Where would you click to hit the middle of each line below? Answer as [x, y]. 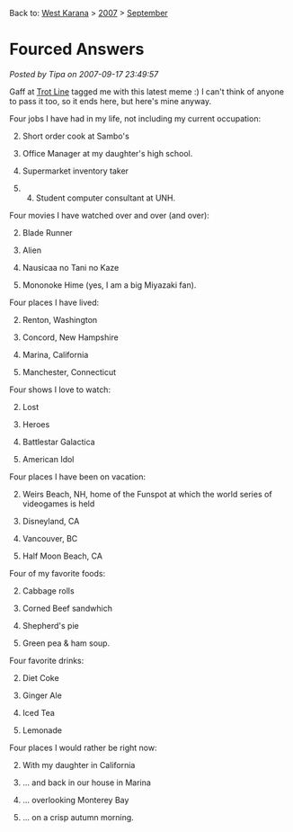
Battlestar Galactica [59, 442]
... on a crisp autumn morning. [78, 817]
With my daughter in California [79, 765]
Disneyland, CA [51, 521]
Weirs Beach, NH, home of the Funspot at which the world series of [147, 494]
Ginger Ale [42, 695]
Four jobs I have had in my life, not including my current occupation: [135, 118]
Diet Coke [41, 677]
